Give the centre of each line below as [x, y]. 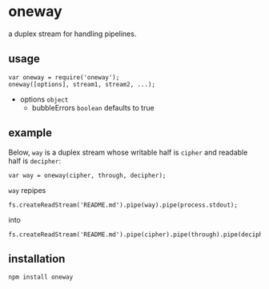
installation [37, 259]
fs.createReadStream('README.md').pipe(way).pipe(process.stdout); [123, 205]
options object [44, 99]
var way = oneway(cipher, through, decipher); [87, 175]
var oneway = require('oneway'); [64, 77]
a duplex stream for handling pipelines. [72, 34]
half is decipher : [35, 161]
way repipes [27, 190]
